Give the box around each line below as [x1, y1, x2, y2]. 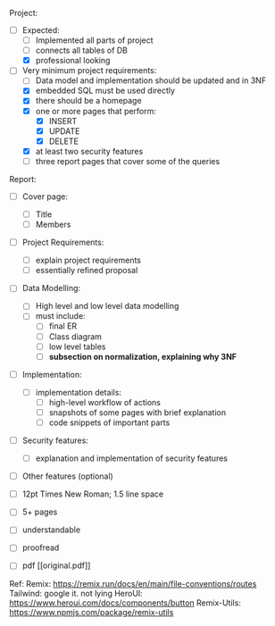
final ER [48, 321, 78, 331]
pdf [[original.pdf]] [21, 560, 91, 571]
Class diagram [48, 330, 103, 342]
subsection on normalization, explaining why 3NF [48, 351, 237, 362]
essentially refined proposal [35, 265, 138, 276]
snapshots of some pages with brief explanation [48, 406, 226, 418]
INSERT [48, 115, 78, 126]
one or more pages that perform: [35, 105, 156, 116]
